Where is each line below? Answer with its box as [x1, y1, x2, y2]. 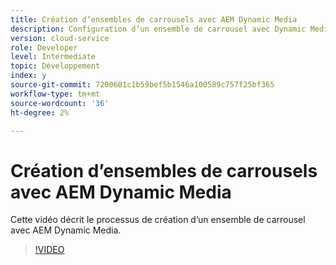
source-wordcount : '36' [10, 98, 110, 108]
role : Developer [10, 42, 78, 53]
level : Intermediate [10, 52, 97, 62]
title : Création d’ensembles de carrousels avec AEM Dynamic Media [10, 14, 298, 25]
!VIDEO [34, 244, 65, 256]
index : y [10, 71, 47, 81]
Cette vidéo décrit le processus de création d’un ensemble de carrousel [10, 214, 306, 226]
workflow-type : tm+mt [10, 89, 101, 99]
